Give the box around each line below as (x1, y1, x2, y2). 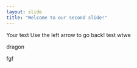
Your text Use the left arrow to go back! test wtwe (6, 31, 131, 38)
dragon (6, 43, 24, 50)
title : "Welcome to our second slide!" (6, 15, 108, 21)
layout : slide (6, 8, 43, 15)
